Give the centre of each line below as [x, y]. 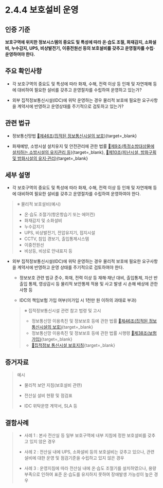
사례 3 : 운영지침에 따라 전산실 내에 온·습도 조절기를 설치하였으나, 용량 [90, 469]
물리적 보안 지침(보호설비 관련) [53, 385]
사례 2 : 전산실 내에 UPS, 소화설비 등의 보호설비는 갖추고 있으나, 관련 [89, 452]
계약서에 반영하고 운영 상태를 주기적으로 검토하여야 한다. [71, 267]
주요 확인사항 [24, 71]
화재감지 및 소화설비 [43, 221]
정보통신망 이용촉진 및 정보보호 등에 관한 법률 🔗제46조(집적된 [90, 321]
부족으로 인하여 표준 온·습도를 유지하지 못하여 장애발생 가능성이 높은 [89, 474]
